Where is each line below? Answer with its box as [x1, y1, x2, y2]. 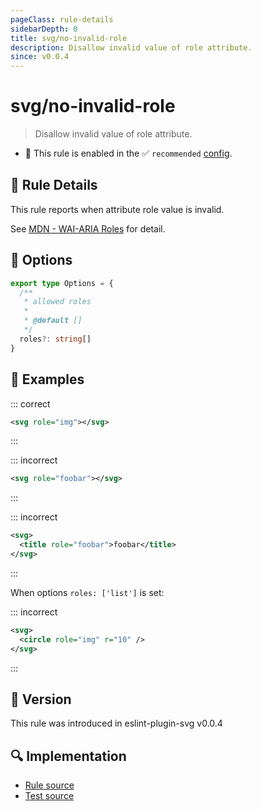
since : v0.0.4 [10, 52, 70, 62]
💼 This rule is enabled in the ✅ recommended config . [24, 147, 233, 160]
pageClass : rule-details [10, 14, 114, 25]
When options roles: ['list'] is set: [10, 586, 165, 598]
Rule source [24, 779, 75, 791]
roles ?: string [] [19, 334, 92, 344]
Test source [24, 790, 75, 802]
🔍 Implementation [10, 747, 127, 765]
